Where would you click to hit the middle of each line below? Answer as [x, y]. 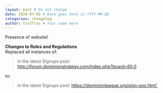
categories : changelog [28, 19]
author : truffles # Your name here [42, 23]
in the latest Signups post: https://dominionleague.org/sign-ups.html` [87, 86]
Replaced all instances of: [31, 52]
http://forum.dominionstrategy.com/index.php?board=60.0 [77, 67]
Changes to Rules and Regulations [41, 46]
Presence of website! [27, 37]
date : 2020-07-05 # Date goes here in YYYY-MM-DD [57, 14]
